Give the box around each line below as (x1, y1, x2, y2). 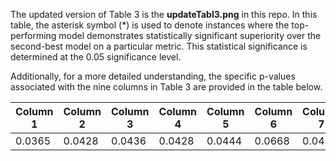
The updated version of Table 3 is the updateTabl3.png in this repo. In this (10, 9, 318, 20)
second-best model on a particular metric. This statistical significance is (10, 40, 308, 52)
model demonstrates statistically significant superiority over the (58, 30, 322, 41)
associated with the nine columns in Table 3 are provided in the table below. (10, 81, 323, 93)
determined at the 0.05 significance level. (10, 51, 182, 63)
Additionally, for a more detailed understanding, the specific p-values (10, 70, 296, 82)
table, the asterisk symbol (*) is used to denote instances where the (10, 19, 290, 31)
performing (10, 30, 57, 41)
